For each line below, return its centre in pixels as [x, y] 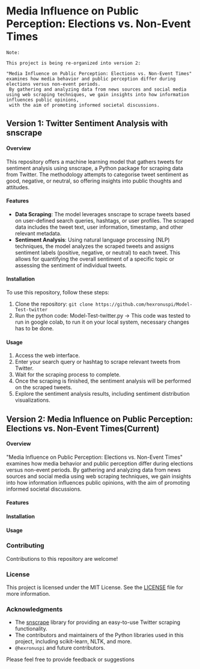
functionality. [31, 629]
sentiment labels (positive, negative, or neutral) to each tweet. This [98, 252]
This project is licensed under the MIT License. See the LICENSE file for [95, 587]
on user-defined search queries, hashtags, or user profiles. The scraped [104, 220]
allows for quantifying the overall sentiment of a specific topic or [95, 259]
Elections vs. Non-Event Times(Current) [83, 428]
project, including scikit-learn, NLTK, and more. [73, 641]
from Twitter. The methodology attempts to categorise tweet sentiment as [98, 174]
